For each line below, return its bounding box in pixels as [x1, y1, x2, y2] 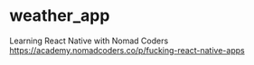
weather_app [9, 5, 110, 26]
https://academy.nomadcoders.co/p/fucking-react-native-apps [9, 44, 246, 55]
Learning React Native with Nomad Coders [9, 35, 169, 46]
